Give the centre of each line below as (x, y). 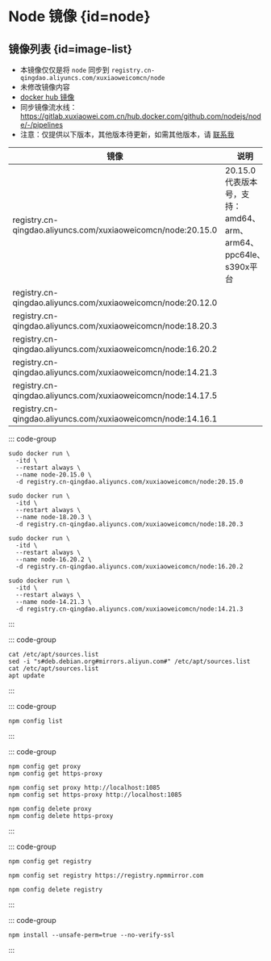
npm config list (35, 721)
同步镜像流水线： (48, 107)
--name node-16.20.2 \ (54, 560)
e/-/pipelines (41, 125)
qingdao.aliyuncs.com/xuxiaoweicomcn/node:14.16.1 (115, 419)
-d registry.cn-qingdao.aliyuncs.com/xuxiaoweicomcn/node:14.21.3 (129, 609)
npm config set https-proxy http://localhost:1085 (95, 795)
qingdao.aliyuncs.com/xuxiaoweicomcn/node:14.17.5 (115, 395)
